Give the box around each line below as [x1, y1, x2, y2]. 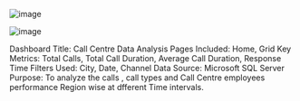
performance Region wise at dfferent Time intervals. [9, 82, 204, 92]
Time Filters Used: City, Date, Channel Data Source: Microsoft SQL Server [9, 63, 285, 73]
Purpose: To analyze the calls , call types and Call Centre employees [9, 72, 266, 83]
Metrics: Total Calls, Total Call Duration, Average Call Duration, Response [9, 53, 282, 63]
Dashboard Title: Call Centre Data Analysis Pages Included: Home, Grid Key [9, 43, 292, 54]
